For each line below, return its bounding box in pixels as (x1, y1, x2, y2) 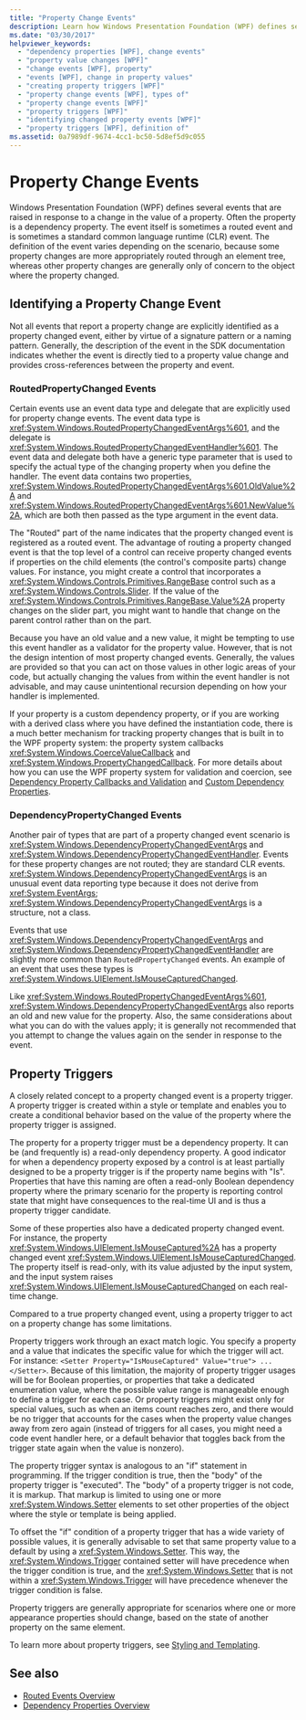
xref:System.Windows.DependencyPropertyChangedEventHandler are (9, 944, 274, 955)
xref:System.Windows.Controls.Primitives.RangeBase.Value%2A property (9, 595, 285, 606)
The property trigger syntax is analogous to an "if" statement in (9, 1461, 248, 1472)
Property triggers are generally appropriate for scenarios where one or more (9, 1602, 296, 1613)
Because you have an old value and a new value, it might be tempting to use (9, 632, 295, 643)
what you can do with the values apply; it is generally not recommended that (9, 1020, 297, 1031)
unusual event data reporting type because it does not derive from (9, 878, 259, 889)
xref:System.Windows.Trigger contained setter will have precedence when (9, 1556, 290, 1567)
